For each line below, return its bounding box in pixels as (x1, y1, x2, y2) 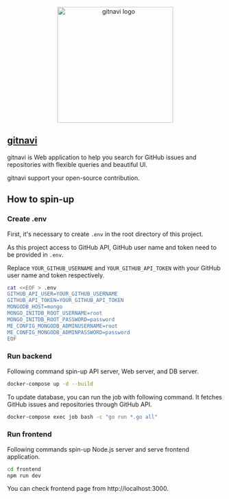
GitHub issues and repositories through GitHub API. (7, 400, 152, 408)
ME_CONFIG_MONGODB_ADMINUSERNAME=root (7, 323, 118, 329)
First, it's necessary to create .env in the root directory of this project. (7, 230, 204, 238)
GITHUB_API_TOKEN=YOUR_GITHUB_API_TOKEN (7, 297, 125, 304)
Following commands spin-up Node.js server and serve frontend (7, 445, 190, 453)
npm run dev (7, 472, 41, 479)
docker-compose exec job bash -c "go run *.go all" (7, 413, 158, 420)
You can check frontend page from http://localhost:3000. (7, 485, 169, 493)
